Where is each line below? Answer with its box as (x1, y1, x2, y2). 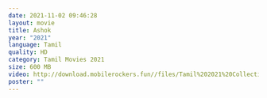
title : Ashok (8, 26, 52, 34)
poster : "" (8, 77, 44, 85)
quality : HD (8, 48, 48, 56)
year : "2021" (8, 33, 52, 42)
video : (8, 70, 30, 78)
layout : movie (8, 19, 56, 27)
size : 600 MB (8, 63, 52, 71)
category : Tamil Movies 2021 (8, 56, 105, 64)
